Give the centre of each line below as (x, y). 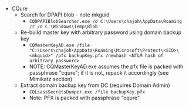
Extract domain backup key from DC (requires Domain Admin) (95, 85)
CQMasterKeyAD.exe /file (60, 45)
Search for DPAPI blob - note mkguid (65, 15)
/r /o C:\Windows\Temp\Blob (63, 26)
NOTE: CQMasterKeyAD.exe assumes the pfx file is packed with (106, 66)
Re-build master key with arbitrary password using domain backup (101, 32)
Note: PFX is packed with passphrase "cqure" (85, 98)
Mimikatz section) (51, 79)
